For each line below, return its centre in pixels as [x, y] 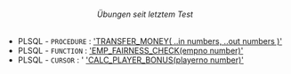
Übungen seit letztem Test [145, 14]
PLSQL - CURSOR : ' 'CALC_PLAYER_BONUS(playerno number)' [131, 60]
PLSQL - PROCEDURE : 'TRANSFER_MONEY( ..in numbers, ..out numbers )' [150, 41]
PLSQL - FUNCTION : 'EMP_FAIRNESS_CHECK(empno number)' [130, 51]
